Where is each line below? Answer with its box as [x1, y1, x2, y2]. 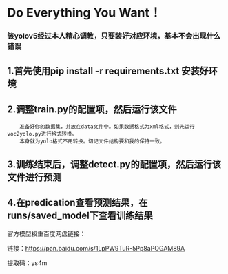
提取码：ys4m [7, 258, 48, 267]
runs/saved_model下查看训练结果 [7, 210, 153, 222]
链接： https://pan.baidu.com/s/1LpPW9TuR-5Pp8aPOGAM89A [7, 244, 185, 252]
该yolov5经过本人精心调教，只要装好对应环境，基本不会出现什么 [7, 31, 221, 41]
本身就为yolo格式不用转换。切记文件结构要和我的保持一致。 [19, 138, 165, 145]
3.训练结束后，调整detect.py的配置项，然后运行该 [7, 158, 222, 170]
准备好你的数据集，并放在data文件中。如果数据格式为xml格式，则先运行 [19, 123, 195, 130]
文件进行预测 [7, 171, 62, 183]
